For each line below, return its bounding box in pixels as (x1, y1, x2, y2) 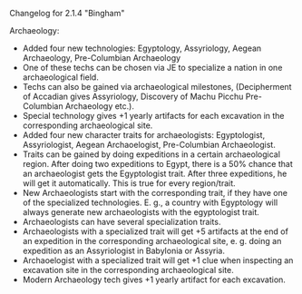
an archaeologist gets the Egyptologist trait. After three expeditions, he (22, 168, 287, 179)
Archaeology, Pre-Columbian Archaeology (22, 53, 181, 63)
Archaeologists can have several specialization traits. (22, 217, 221, 227)
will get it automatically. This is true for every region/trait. (22, 178, 236, 189)
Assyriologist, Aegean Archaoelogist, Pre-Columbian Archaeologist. (22, 140, 277, 150)
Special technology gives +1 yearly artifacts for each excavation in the (22, 111, 285, 121)
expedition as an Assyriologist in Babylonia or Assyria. (22, 245, 225, 256)
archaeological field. (22, 72, 100, 83)
